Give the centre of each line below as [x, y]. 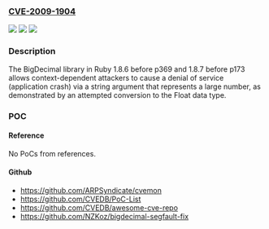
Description [32, 51]
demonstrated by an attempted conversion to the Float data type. [117, 95]
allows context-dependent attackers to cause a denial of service [116, 77]
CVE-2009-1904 [42, 11]
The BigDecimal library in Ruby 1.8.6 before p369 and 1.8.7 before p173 [127, 69]
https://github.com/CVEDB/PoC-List [80, 199]
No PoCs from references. [52, 153]
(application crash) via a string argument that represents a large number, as [135, 86]
